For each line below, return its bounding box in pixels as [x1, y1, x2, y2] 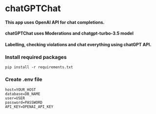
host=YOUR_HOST [5, 87, 36, 92]
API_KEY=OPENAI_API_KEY [5, 104, 54, 109]
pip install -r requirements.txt [5, 65, 73, 70]
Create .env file [5, 76, 43, 83]
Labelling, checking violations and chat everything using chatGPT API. [5, 41, 152, 47]
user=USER [5, 95, 25, 100]
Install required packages [5, 54, 67, 60]
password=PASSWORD [5, 100, 43, 105]
